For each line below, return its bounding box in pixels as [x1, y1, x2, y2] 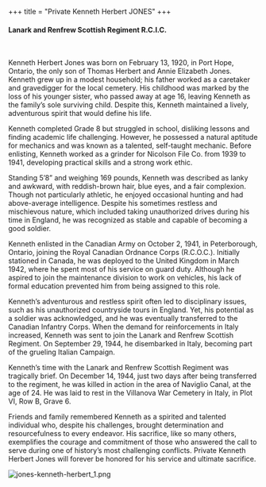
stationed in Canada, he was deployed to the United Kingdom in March [8, 256, 240, 265]
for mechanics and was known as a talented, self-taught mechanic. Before [8, 141, 252, 150]
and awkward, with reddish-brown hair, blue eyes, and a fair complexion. [8, 182, 246, 191]
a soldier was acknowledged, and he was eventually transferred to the [8, 314, 238, 323]
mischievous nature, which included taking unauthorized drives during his [8, 207, 250, 217]
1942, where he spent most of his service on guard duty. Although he [8, 265, 235, 274]
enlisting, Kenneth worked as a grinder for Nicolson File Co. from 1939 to [8, 149, 246, 159]
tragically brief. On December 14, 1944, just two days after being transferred [8, 371, 257, 381]
